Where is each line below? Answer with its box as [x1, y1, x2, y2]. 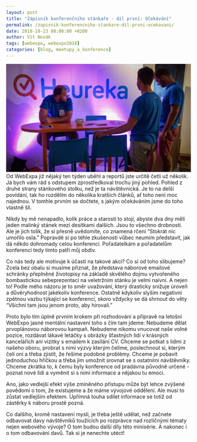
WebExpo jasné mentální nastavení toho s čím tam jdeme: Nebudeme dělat [6, 319, 186, 326]
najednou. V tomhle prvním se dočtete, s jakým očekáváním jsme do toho [6, 197, 184, 205]
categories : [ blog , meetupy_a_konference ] [6, 47, 111, 53]
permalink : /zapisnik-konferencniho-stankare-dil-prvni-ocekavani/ [6, 22, 175, 28]
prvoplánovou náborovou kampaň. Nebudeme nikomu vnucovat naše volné [6, 326, 188, 333]
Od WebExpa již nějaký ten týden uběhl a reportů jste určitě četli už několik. [6, 173, 189, 180]
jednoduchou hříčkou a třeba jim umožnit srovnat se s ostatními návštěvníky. [6, 357, 191, 364]
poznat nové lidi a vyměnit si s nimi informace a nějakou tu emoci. [6, 369, 165, 376]
